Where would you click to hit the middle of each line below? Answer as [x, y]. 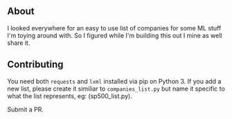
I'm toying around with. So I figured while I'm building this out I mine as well [115, 35]
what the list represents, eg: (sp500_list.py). [70, 95]
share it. [19, 43]
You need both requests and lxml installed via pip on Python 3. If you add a [114, 81]
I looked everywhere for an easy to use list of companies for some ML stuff [114, 28]
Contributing [35, 65]
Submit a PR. [25, 109]
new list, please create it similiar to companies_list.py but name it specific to [116, 89]
